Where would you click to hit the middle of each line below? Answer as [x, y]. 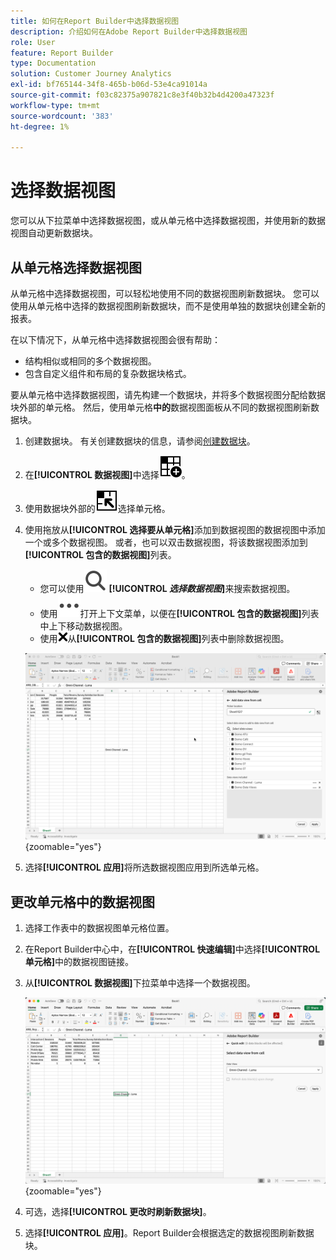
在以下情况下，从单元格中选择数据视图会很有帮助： [115, 339]
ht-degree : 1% [40, 126]
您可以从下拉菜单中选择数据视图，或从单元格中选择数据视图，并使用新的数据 [168, 221]
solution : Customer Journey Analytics [91, 74]
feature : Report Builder [62, 53]
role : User [33, 42]
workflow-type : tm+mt [55, 105]
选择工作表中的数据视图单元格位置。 [99, 928]
